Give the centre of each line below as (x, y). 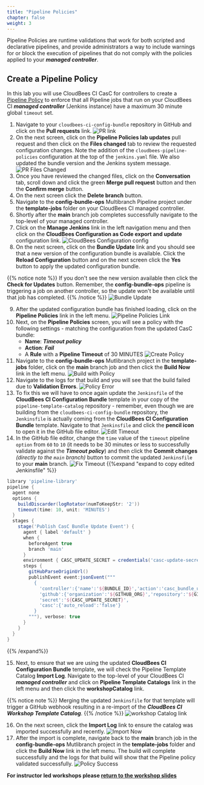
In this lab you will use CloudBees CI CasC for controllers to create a (92, 93)
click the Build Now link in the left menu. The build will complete (96, 750)
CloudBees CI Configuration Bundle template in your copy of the (97, 399)
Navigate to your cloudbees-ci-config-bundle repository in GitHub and (104, 124)
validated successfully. (44, 763)
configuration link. (38, 241)
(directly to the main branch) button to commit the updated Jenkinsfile (104, 457)
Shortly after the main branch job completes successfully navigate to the (107, 215)
